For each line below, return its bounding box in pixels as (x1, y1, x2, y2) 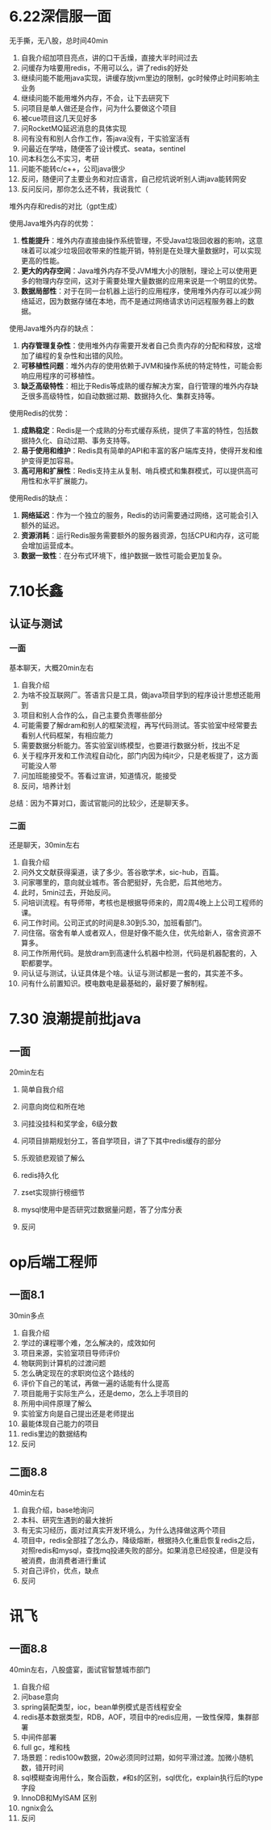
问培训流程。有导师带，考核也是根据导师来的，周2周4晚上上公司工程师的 (20, 898, 264, 907)
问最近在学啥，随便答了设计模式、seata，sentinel (20, 143, 186, 154)
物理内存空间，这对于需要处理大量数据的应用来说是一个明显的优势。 (35, 276, 261, 285)
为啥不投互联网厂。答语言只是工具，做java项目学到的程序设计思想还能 (20, 690, 254, 700)
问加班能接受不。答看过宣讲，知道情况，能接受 (20, 771, 177, 780)
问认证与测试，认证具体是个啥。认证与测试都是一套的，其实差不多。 (20, 969, 248, 978)
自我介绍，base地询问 (20, 1504, 94, 1515)
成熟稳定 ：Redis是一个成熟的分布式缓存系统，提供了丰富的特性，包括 (20, 425, 252, 435)
